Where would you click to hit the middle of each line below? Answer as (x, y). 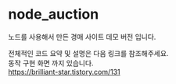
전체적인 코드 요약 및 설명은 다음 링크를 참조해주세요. (88, 53)
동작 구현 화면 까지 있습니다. (51, 63)
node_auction (54, 14)
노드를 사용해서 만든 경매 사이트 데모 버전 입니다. (82, 37)
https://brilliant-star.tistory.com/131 (64, 72)
